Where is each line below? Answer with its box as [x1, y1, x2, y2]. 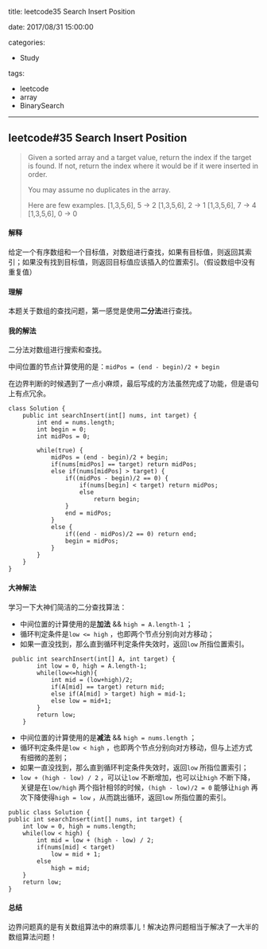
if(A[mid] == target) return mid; [50, 683, 165, 691]
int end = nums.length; [37, 418, 115, 427]
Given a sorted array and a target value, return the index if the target [27, 152, 252, 162]
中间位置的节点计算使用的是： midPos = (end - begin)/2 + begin [8, 362, 220, 371]
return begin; [93, 496, 141, 504]
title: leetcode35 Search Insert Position [8, 7, 135, 16]
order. [27, 169, 48, 178]
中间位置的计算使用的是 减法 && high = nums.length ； [19, 732, 197, 742]
